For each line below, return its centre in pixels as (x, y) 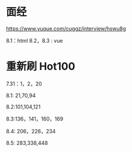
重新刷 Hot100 (41, 66)
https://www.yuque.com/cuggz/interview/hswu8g (66, 28)
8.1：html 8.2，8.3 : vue (34, 40)
